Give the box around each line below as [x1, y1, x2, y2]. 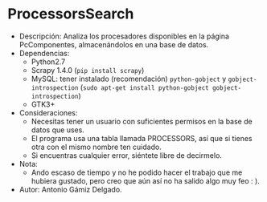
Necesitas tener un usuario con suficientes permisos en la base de [31, 116, 253, 126]
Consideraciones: [18, 107, 78, 117]
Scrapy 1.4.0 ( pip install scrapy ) [31, 65, 145, 75]
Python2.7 [31, 57, 66, 67]
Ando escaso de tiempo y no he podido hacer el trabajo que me [31, 168, 243, 177]
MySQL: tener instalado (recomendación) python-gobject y [31, 74, 227, 83]
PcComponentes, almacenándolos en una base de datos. [18, 39, 209, 49]
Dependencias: [18, 48, 70, 58]
